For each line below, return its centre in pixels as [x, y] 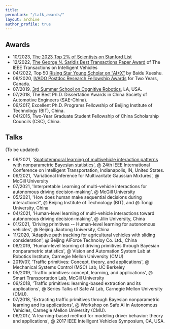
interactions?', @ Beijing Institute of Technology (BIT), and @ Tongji [83, 202]
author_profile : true [28, 24]
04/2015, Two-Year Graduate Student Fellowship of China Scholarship [86, 116]
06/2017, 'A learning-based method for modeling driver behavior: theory [88, 315]
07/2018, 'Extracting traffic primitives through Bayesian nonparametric [86, 299]
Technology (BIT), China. [39, 111]
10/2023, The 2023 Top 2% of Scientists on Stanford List [72, 57]
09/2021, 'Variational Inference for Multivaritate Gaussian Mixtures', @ [86, 175]
